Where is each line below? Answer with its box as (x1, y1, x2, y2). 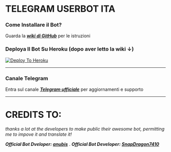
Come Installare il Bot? (5, 21, 62, 29)
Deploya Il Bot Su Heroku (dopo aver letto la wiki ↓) (5, 45, 134, 53)
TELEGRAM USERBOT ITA (5, 3, 116, 15)
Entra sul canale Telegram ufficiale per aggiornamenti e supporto (5, 86, 144, 92)
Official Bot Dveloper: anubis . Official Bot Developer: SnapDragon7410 (5, 141, 159, 147)
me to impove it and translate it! (5, 131, 72, 138)
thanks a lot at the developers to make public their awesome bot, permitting (5, 126, 165, 132)
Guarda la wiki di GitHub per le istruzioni (5, 33, 91, 39)
